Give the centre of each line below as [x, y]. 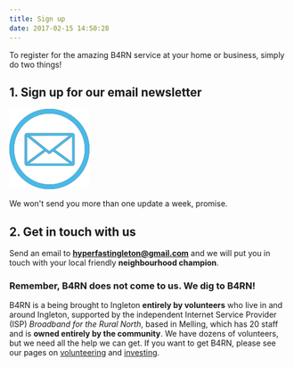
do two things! [36, 64]
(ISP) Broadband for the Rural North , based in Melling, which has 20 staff [144, 324]
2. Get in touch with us [73, 232]
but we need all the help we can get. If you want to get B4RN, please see [143, 343]
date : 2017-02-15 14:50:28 [59, 28]
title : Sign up [37, 19]
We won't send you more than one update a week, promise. [118, 204]
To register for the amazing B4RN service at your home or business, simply [147, 54]
